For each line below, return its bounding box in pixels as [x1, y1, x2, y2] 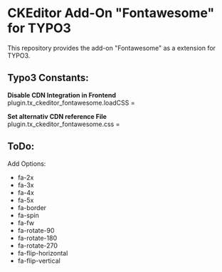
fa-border [17, 203, 47, 211]
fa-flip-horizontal [17, 249, 68, 257]
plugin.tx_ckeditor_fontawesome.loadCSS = [7, 98, 135, 107]
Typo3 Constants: [7, 72, 89, 84]
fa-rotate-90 [17, 226, 55, 234]
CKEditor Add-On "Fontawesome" [7, 5, 215, 21]
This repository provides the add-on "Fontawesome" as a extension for [7, 43, 216, 52]
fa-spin [17, 211, 39, 219]
